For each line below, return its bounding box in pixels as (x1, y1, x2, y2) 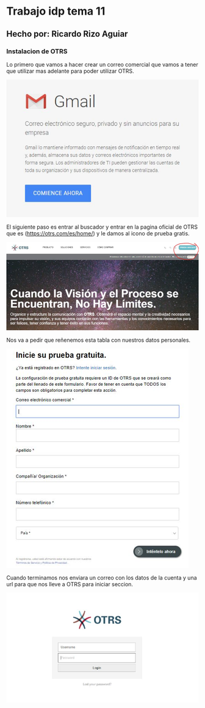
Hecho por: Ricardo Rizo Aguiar (6, 29, 128, 39)
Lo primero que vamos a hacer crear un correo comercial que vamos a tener (6, 61, 198, 68)
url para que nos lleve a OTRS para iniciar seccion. (6, 580, 133, 588)
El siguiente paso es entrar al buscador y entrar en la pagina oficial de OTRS (6, 223, 198, 230)
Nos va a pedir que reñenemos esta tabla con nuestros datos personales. (6, 336, 191, 344)
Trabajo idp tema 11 (6, 4, 106, 18)
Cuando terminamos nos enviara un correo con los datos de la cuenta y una (6, 573, 197, 581)
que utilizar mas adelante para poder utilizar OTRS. (6, 67, 134, 75)
